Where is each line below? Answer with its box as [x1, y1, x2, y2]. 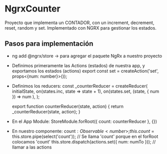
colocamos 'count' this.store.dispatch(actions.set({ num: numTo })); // [11, 138, 156, 144]
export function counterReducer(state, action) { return [11, 103, 123, 109]
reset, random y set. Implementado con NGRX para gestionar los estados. [4, 25, 157, 31]
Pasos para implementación [4, 40, 93, 48]
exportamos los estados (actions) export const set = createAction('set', [11, 68, 159, 74]
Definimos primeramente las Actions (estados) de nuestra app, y [11, 62, 145, 68]
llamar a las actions [11, 144, 52, 150]
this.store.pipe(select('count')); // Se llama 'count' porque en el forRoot [11, 133, 158, 139]
